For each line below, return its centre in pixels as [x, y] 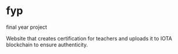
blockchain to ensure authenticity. [47, 45]
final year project [27, 27]
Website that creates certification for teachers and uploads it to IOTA [89, 38]
